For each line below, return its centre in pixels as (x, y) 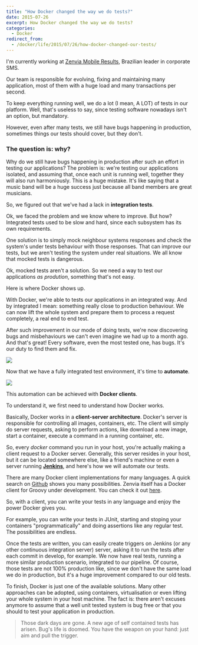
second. (16, 92)
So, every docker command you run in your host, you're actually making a (96, 447)
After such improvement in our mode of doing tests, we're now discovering (97, 330)
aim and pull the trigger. (49, 636)
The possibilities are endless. (42, 532)
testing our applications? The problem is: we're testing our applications (92, 168)
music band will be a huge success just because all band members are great (99, 187)
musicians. (19, 193)
